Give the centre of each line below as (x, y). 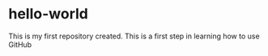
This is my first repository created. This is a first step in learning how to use (134, 36)
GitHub (20, 44)
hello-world (49, 14)
